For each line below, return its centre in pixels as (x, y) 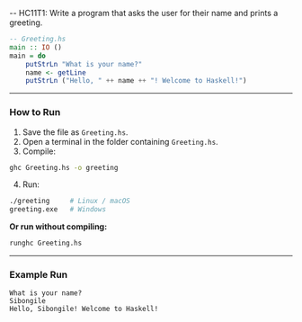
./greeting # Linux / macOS (70, 201)
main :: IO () (36, 47)
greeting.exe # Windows (58, 210)
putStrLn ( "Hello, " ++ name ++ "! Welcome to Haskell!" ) (136, 81)
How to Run (35, 112)
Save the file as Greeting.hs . (75, 132)
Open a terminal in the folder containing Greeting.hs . (120, 141)
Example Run (39, 274)
